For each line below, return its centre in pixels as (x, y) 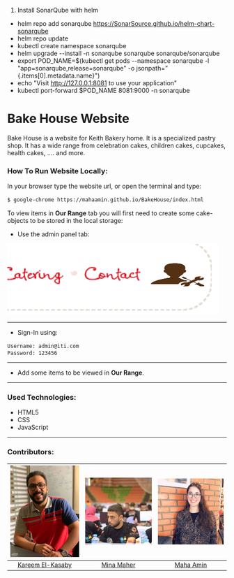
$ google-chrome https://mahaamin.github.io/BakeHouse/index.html (106, 200)
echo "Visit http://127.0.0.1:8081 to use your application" (97, 83)
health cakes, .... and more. (46, 152)
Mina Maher (118, 565)
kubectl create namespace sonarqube (72, 46)
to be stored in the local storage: (77, 221)
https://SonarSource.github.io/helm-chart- (154, 23)
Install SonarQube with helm (58, 10)
